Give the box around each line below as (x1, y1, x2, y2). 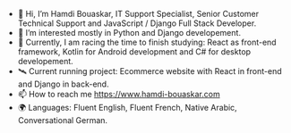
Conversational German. (17, 115, 108, 125)
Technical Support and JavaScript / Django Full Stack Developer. (17, 18, 257, 29)
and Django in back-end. (17, 79, 109, 89)
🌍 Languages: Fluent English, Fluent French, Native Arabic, (17, 103, 237, 112)
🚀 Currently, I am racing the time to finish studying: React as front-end (17, 37, 277, 47)
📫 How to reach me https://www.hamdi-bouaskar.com (17, 89, 221, 99)
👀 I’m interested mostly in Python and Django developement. (17, 28, 242, 37)
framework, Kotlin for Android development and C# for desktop (17, 46, 252, 57)
